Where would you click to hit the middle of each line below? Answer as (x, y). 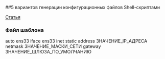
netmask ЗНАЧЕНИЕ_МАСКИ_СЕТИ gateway (53, 46)
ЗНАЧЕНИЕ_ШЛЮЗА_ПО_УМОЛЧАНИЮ (49, 52)
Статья (13, 17)
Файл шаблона (25, 30)
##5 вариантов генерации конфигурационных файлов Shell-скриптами (82, 7)
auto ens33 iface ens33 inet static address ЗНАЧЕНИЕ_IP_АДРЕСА (76, 41)
